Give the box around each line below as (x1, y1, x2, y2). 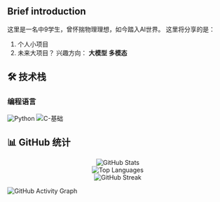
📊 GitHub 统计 (7, 136, 71, 148)
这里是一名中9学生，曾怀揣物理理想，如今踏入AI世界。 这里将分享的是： (7, 24, 216, 34)
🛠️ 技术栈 (7, 71, 47, 83)
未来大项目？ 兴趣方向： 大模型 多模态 (17, 48, 128, 57)
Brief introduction (7, 6, 86, 17)
